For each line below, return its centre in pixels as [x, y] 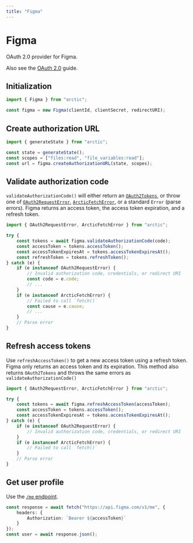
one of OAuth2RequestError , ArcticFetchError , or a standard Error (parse [94, 202]
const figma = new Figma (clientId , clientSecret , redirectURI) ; [86, 110]
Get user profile [35, 483]
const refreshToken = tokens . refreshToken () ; [73, 257]
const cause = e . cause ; [56, 306]
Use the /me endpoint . [32, 496]
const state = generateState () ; [45, 153]
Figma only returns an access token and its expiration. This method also [92, 366]
